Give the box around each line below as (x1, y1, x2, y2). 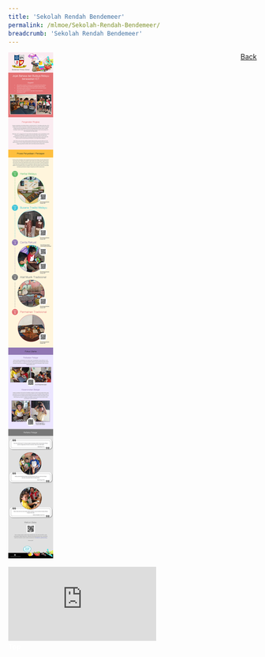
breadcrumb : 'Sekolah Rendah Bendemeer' (8, 29, 144, 37)
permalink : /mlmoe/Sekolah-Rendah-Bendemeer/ (8, 21, 160, 29)
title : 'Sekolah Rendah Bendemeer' (8, 13, 125, 21)
